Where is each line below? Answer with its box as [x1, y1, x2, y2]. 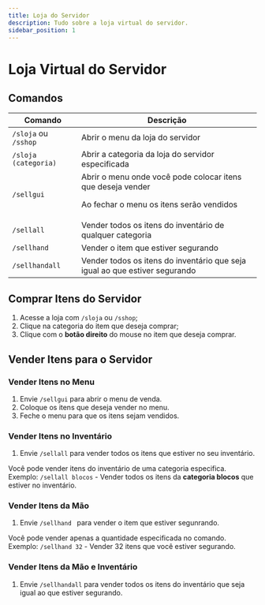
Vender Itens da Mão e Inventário [8, 562, 138, 573]
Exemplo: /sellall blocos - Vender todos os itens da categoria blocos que [8, 472, 254, 482]
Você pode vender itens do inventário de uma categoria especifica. [8, 464, 227, 473]
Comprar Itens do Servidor [8, 292, 142, 305]
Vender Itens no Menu [8, 376, 95, 387]
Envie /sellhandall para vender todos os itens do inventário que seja [19, 579, 245, 588]
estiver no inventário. [8, 480, 77, 490]
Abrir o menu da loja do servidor [81, 132, 201, 143]
